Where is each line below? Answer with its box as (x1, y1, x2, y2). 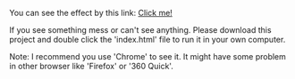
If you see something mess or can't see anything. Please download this (9, 25, 272, 35)
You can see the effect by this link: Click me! (9, 8, 173, 18)
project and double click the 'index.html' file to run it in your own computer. (9, 35, 286, 44)
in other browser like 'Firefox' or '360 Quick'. (9, 61, 174, 71)
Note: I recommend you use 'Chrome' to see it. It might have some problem (9, 51, 286, 61)
